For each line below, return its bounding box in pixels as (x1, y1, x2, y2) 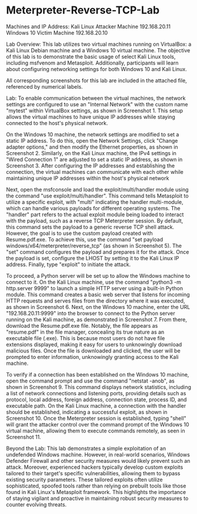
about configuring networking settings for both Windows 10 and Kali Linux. (6, 65, 187, 72)
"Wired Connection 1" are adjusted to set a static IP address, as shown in (6, 156, 183, 163)
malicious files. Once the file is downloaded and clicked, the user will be (6, 347, 181, 354)
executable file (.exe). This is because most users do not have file (6, 334, 165, 341)
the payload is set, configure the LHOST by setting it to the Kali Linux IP (6, 254, 179, 261)
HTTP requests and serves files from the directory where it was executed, (6, 297, 185, 304)
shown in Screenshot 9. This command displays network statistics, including (6, 383, 191, 391)
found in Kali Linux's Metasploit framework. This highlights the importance (6, 488, 186, 495)
